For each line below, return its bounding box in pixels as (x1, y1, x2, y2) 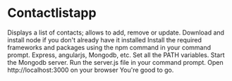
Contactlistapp (7, 5, 97, 21)
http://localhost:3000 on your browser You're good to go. (7, 66, 174, 74)
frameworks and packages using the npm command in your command (7, 43, 212, 51)
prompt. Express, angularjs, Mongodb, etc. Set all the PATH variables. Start (7, 51, 225, 59)
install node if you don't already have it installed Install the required (7, 35, 202, 44)
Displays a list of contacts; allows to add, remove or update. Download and (7, 28, 224, 37)
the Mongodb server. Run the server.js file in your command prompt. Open (7, 58, 224, 66)
